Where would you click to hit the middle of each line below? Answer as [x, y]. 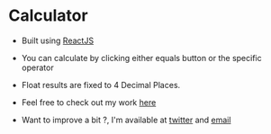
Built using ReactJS [58, 40]
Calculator [48, 16]
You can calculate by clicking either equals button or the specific [141, 58]
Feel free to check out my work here [89, 102]
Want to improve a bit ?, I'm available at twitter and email [126, 120]
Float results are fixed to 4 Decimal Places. [101, 85]
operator [38, 67]
